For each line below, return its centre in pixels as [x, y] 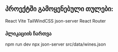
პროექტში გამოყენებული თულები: [59, 9]
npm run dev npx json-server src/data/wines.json [56, 44]
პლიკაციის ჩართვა [29, 33]
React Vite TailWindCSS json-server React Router [56, 21]
